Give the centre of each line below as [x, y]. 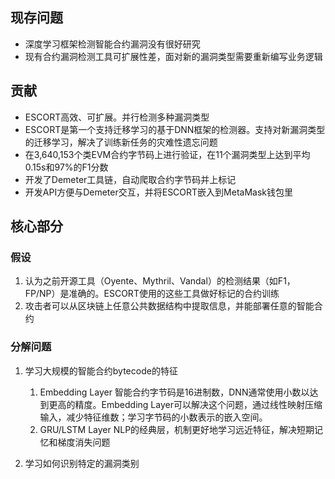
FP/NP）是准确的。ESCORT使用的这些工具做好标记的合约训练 [152, 294]
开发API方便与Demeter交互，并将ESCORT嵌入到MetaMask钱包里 [158, 192]
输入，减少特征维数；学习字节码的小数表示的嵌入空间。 [153, 417]
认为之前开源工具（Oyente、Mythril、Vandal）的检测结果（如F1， [160, 281]
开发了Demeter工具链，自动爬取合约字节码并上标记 [130, 179]
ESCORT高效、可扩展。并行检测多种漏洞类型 [117, 117]
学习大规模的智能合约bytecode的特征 [101, 370]
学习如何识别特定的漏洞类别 [82, 463]
